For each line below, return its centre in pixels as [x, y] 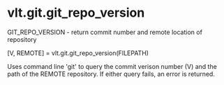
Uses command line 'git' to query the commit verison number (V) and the [112, 66]
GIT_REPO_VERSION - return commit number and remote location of [105, 32]
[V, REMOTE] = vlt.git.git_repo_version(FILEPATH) [78, 53]
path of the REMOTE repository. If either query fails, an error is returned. [111, 74]
